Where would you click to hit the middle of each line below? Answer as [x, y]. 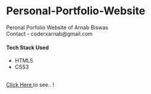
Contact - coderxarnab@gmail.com [50, 33]
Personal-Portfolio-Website [76, 11]
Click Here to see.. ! [30, 85]
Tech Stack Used [28, 47]
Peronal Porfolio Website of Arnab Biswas [57, 27]
